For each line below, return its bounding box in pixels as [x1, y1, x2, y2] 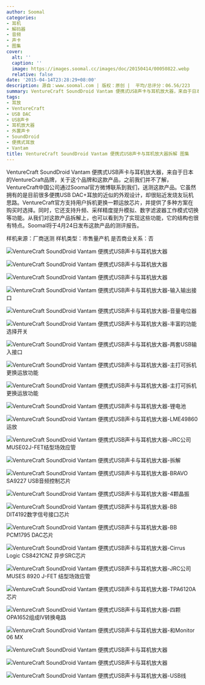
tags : [6, 94, 20, 100]
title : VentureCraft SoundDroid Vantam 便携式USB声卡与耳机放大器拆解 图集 [6, 151, 190, 157]
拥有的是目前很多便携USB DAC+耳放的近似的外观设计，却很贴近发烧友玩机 [6, 191, 194, 198]
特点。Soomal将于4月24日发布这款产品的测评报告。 [11, 221, 142, 229]
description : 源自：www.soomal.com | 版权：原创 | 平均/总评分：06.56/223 [6, 83, 190, 89]
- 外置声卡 [6, 128, 31, 134]
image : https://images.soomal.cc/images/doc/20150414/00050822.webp [12, 65, 190, 72]
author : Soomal [6, 9, 45, 15]
